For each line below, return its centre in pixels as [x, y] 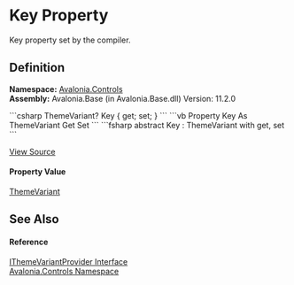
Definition [37, 68]
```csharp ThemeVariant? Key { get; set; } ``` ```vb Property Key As [128, 115]
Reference [29, 242]
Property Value [38, 172]
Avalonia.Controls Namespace [64, 271]
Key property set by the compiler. [70, 40]
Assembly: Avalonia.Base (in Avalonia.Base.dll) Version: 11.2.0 [123, 98]
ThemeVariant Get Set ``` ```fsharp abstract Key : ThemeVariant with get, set [147, 125]
